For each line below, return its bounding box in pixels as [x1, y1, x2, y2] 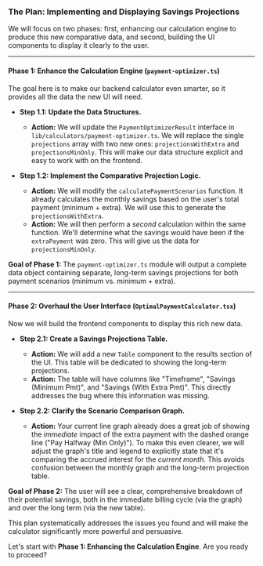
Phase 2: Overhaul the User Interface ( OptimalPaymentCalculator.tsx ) [8, 301, 236, 311]
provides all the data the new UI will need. [8, 92, 143, 101]
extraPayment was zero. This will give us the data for [31, 236, 200, 245]
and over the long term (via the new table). [8, 503, 146, 512]
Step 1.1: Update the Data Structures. [19, 107, 142, 116]
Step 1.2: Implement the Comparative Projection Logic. [19, 171, 201, 180]
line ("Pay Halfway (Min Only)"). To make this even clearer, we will [31, 437, 245, 447]
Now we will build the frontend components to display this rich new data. [8, 318, 243, 328]
